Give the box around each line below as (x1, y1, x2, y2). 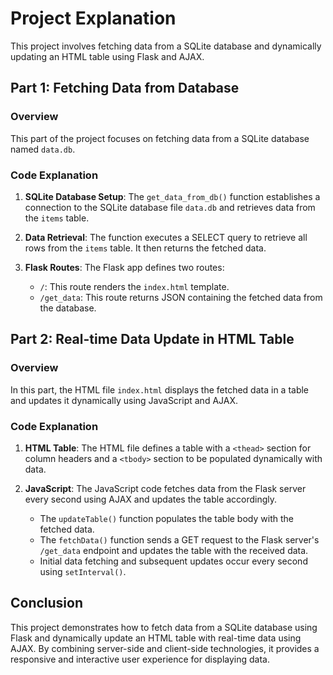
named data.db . (10, 143, 76, 155)
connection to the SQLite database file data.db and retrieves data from (24, 201, 316, 213)
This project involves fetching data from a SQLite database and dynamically (10, 40, 322, 52)
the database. (39, 302, 97, 314)
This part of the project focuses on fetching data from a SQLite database (10, 132, 310, 144)
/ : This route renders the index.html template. (39, 280, 230, 292)
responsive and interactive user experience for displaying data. (10, 653, 270, 665)
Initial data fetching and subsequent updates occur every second (39, 555, 308, 567)
